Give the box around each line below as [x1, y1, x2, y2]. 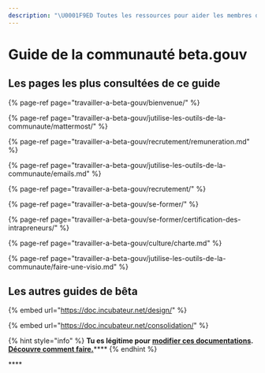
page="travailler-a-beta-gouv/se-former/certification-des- [50, 214, 241, 224]
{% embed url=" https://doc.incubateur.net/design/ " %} [8, 305, 188, 315]
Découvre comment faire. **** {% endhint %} [8, 345, 158, 354]
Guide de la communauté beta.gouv [8, 45, 248, 63]
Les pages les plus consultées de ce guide [8, 76, 221, 91]
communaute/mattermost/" [8, 121, 97, 131]
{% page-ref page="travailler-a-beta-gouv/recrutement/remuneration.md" [8, 136, 250, 146]
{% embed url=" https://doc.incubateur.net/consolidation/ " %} [8, 321, 209, 330]
